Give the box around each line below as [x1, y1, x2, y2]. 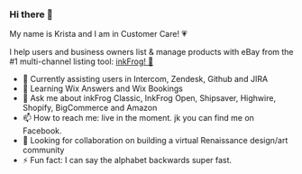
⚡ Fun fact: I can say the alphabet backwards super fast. [22, 155, 233, 166]
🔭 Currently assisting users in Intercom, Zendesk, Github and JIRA [22, 74, 269, 85]
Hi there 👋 [9, 8, 54, 21]
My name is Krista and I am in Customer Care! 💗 [9, 29, 188, 40]
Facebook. [22, 125, 62, 136]
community [22, 144, 65, 156]
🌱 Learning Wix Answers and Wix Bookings [22, 83, 183, 94]
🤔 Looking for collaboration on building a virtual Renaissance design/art [22, 135, 288, 146]
